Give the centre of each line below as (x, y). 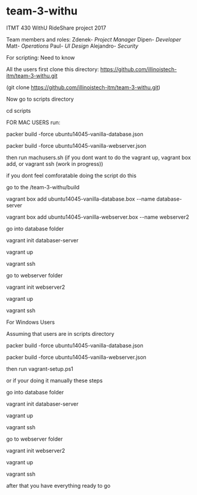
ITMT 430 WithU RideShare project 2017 (56, 28)
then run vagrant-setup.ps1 (40, 368)
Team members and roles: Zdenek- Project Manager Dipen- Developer (94, 39)
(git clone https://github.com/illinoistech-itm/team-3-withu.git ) (83, 87)
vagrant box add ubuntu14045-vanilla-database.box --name (81, 199)
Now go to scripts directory (40, 99)
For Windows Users (31, 322)
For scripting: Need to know (41, 57)
